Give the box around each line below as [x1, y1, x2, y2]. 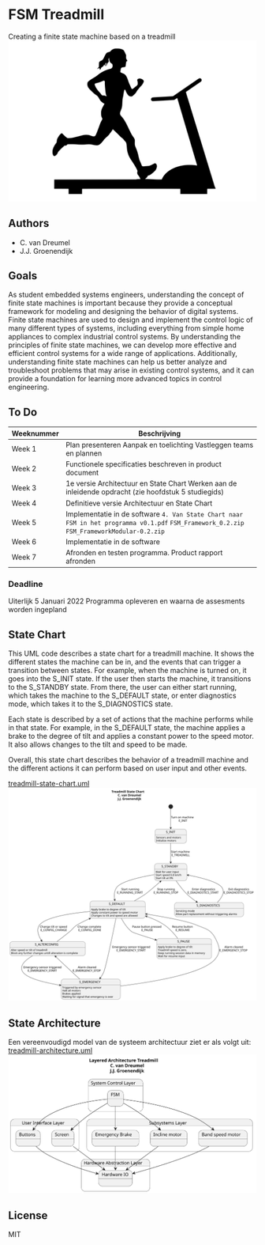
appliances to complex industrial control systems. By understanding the [8, 332, 241, 342]
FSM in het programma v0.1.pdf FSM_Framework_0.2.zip [65, 519, 244, 527]
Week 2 [11, 464, 37, 473]
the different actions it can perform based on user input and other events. [8, 763, 247, 773]
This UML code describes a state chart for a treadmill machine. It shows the [8, 649, 255, 658]
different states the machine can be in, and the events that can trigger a [8, 657, 241, 667]
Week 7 [11, 552, 37, 562]
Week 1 [11, 445, 37, 454]
